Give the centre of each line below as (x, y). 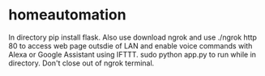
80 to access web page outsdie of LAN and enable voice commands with (130, 45)
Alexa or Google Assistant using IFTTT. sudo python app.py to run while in (132, 54)
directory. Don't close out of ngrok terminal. (81, 63)
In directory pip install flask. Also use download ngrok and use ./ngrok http (133, 37)
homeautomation (68, 15)
